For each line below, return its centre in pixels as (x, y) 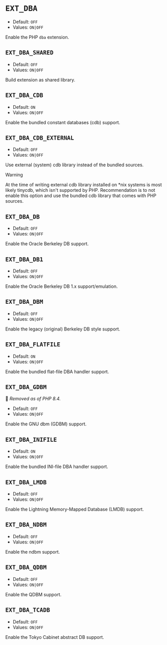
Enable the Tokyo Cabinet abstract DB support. (55, 637)
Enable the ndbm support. (33, 552)
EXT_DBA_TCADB (28, 610)
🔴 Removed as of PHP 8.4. (33, 399)
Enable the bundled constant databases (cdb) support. (63, 122)
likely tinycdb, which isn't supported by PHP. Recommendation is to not (80, 190)
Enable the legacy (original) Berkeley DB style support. (63, 329)
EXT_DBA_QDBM (26, 567)
